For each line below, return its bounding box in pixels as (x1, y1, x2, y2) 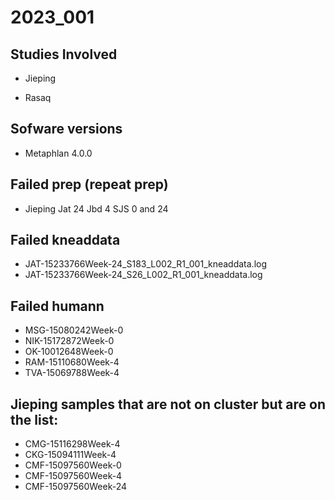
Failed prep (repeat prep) (10, 176, 169, 193)
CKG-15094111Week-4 (24, 449, 117, 461)
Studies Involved (10, 46, 118, 63)
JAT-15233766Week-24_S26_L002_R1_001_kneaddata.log (24, 269, 263, 281)
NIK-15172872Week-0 (24, 335, 115, 347)
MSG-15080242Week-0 (24, 324, 124, 336)
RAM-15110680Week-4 (24, 356, 120, 368)
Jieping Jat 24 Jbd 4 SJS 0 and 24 (24, 202, 169, 215)
